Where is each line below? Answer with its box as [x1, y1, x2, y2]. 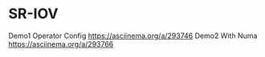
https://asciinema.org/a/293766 [8, 39, 114, 48]
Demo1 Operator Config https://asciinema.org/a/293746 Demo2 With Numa [8, 31, 258, 40]
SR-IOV [8, 5, 59, 23]
